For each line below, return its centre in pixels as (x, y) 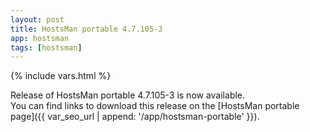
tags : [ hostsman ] (46, 47)
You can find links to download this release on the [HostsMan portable (155, 106)
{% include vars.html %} (61, 76)
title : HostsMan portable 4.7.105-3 (86, 29)
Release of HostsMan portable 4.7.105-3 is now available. (128, 95)
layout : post (37, 19)
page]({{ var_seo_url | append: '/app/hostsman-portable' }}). (135, 117)
